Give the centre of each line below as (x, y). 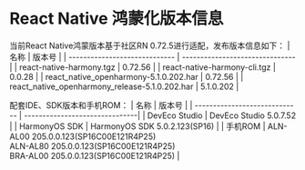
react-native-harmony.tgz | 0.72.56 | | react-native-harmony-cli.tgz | (147, 67)
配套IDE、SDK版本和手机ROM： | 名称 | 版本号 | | (101, 105)
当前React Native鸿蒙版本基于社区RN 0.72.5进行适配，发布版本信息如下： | (150, 45)
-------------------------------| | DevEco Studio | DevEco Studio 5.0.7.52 (160, 115)
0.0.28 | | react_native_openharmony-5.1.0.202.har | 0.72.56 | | (127, 76)
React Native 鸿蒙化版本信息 (117, 19)
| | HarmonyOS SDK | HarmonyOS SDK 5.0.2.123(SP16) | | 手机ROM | (137, 126)
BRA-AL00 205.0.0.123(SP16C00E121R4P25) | (95, 155)
